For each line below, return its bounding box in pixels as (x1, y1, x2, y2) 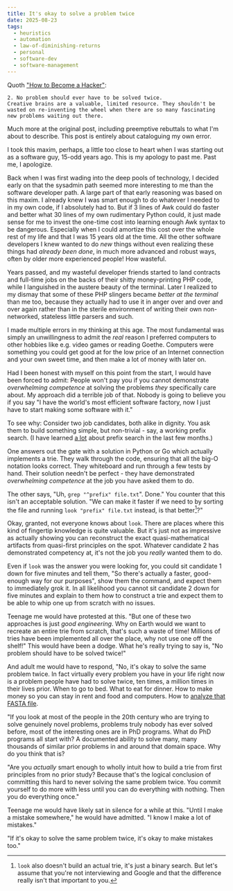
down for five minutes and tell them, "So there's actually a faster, (7, 569, 193, 578)
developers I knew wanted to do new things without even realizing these (7, 240, 214, 248)
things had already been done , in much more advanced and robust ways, (7, 247, 216, 255)
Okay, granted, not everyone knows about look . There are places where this (7, 519, 224, 528)
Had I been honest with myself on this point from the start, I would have (7, 368, 212, 377)
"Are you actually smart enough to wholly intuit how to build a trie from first (7, 763, 223, 772)
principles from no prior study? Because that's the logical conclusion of (7, 770, 212, 779)
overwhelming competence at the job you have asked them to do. (7, 476, 194, 485)
